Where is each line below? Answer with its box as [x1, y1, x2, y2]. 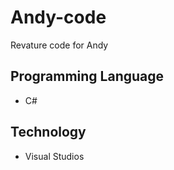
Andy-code [10, 6, 107, 29]
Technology [10, 124, 87, 141]
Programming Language [10, 68, 165, 85]
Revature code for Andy [10, 39, 109, 51]
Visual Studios [24, 150, 85, 162]
